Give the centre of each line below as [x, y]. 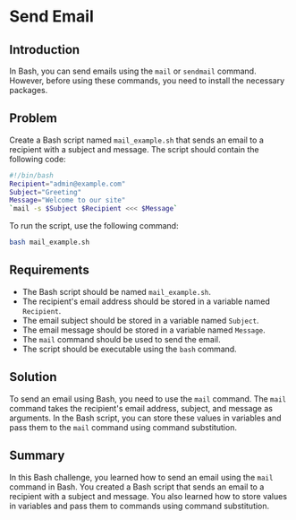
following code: [38, 159]
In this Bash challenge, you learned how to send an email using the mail [141, 477]
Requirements [49, 270]
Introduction [45, 50]
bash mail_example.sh [50, 243]
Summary [37, 456]
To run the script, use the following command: [94, 226]
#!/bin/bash [31, 175]
